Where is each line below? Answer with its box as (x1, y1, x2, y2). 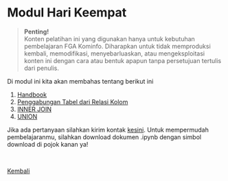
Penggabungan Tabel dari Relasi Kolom (16, 97, 128, 106)
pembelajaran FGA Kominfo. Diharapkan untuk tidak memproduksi (23, 42, 211, 50)
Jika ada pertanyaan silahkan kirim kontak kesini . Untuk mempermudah (7, 125, 209, 134)
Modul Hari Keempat (7, 5, 127, 21)
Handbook (16, 90, 47, 99)
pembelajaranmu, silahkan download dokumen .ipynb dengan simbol (7, 132, 201, 141)
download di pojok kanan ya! (7, 140, 89, 148)
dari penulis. (23, 64, 60, 72)
